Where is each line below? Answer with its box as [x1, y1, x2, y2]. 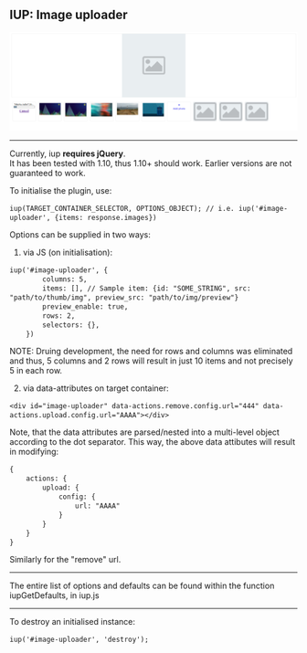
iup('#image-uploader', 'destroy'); [9, 635, 149, 644]
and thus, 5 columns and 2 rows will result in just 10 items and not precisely [9, 355, 294, 366]
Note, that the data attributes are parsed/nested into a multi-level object [9, 427, 281, 437]
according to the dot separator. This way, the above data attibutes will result [9, 436, 295, 447]
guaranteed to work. [9, 167, 86, 178]
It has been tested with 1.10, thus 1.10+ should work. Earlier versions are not [9, 157, 292, 168]
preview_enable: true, [42, 301, 129, 311]
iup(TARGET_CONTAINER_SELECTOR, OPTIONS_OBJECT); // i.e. [9, 204, 235, 213]
